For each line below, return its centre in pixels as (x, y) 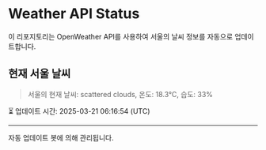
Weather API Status (74, 14)
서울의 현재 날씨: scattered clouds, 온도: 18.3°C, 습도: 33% (120, 94)
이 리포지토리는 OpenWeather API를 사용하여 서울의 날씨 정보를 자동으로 (121, 36)
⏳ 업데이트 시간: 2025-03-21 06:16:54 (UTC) (79, 111)
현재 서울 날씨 (40, 74)
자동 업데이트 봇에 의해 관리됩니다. (61, 137)
